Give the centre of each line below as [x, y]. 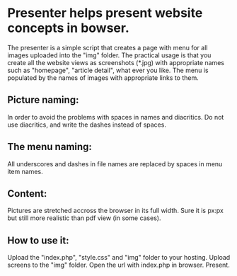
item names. [25, 171]
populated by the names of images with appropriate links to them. [103, 77]
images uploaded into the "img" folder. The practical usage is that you [109, 55]
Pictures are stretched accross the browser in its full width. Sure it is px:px [116, 211]
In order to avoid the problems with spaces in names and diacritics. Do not [116, 117]
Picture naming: [43, 100]
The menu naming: [50, 147]
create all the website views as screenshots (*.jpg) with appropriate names [116, 62]
